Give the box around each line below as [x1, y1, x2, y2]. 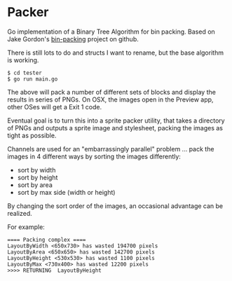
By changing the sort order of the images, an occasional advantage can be [7, 201, 224, 210]
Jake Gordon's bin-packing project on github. [7, 34, 139, 43]
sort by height [17, 173, 58, 181]
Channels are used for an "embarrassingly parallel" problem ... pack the [7, 144, 214, 153]
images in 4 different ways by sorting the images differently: [7, 152, 181, 160]
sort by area [17, 180, 53, 189]
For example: [7, 222, 46, 231]
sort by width [17, 165, 56, 174]
